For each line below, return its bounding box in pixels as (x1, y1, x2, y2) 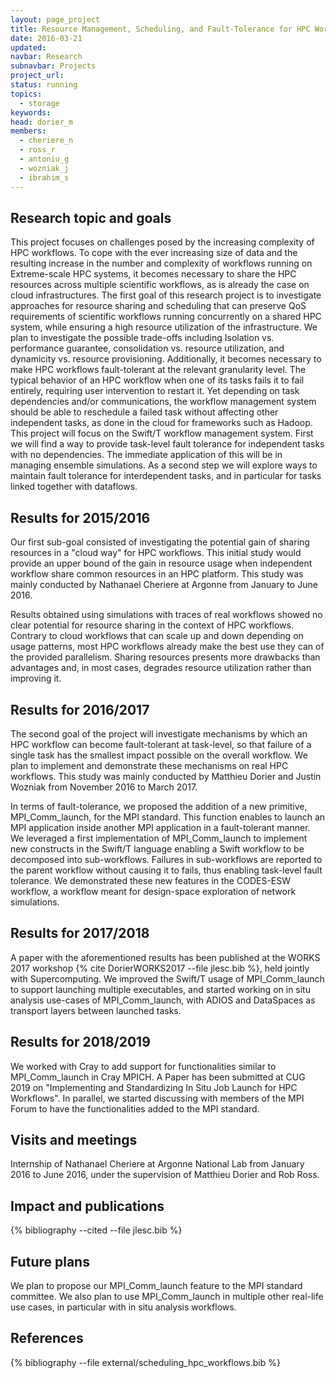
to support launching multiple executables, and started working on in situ (10, 983, 311, 995)
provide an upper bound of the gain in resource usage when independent (10, 557, 313, 570)
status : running (10, 80, 78, 90)
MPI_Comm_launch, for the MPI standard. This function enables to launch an (10, 811, 326, 823)
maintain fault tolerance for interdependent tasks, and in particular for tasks (10, 470, 322, 482)
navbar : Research (10, 52, 83, 62)
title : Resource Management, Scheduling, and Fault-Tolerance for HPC (10, 24, 311, 34)
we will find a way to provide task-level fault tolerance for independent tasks (10, 438, 325, 450)
